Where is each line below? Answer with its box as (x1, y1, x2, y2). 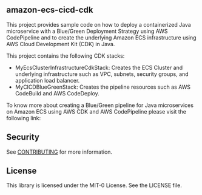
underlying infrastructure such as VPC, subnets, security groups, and (15, 70, 189, 78)
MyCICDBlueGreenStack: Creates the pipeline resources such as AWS (15, 83, 191, 91)
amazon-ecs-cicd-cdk (6, 5, 93, 15)
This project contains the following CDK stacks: (6, 52, 125, 60)
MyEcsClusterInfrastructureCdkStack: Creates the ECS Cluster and (15, 64, 183, 71)
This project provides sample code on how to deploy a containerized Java (6, 21, 191, 28)
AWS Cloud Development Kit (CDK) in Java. (6, 40, 115, 47)
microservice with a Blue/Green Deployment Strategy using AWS (6, 27, 168, 35)
